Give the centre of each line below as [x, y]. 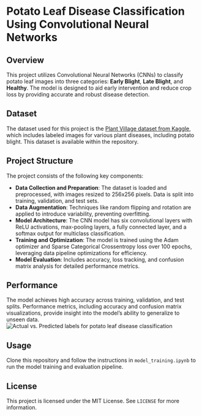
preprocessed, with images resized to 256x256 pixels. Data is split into [104, 194]
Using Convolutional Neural [78, 24]
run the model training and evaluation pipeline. [65, 367]
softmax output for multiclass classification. [70, 233]
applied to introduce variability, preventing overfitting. [83, 214]
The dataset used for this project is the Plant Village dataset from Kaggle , [99, 128]
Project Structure [40, 161]
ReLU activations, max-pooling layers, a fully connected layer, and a [101, 227]
